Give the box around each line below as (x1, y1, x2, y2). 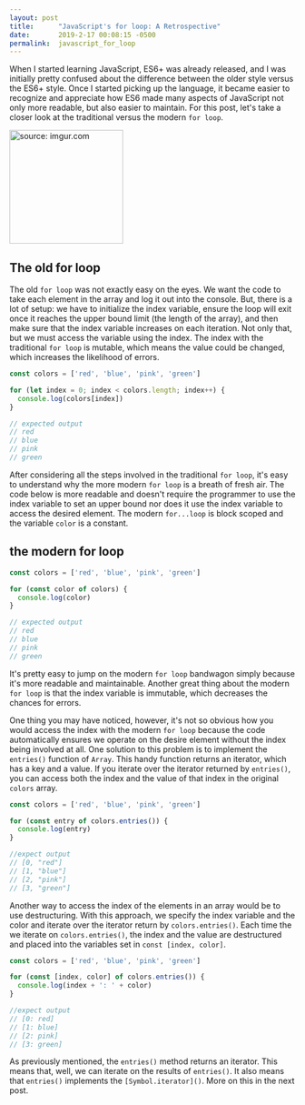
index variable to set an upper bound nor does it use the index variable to (9, 497, 283, 509)
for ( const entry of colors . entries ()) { (9, 816, 169, 826)
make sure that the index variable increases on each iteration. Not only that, (9, 323, 292, 334)
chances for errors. (9, 697, 82, 708)
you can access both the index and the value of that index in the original (9, 772, 280, 783)
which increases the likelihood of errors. (9, 352, 160, 363)
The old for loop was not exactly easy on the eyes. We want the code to (9, 284, 281, 296)
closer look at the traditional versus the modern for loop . (9, 112, 224, 123)
